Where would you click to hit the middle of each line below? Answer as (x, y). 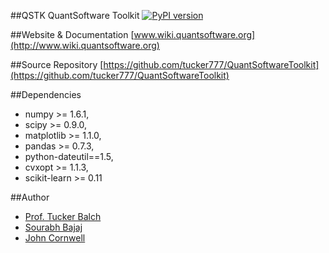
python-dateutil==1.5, (69, 156)
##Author (30, 197)
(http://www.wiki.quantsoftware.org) (85, 45)
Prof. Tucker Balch (63, 216)
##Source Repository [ (57, 64)
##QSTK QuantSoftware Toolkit (75, 15)
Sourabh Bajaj (53, 227)
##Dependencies (46, 94)
